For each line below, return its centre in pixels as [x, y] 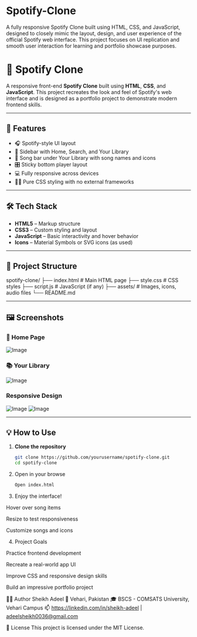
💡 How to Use [31, 432]
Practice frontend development [44, 553]
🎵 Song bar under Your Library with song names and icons [85, 157]
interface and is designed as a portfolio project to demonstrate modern [92, 98]
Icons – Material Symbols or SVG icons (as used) [74, 242]
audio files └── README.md [41, 293]
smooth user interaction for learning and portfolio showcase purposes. [91, 46]
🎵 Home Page [26, 337]
